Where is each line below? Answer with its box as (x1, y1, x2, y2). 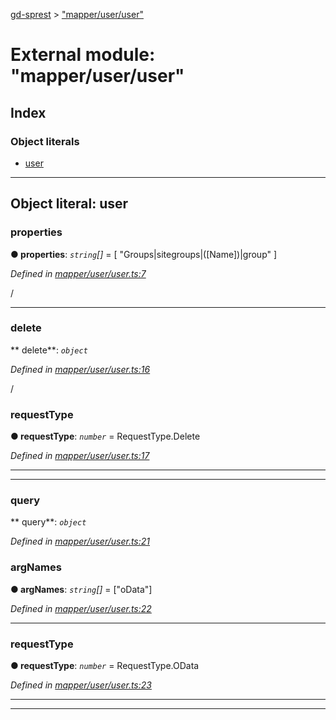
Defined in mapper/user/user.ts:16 (10, 363, 151, 375)
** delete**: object (10, 344, 88, 356)
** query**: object (10, 516, 87, 528)
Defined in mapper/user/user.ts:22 (10, 602, 152, 614)
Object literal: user (10, 195, 129, 213)
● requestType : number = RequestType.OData (10, 660, 200, 672)
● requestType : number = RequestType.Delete (10, 430, 201, 443)
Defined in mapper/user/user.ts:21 (10, 535, 151, 548)
